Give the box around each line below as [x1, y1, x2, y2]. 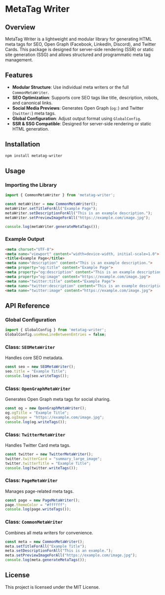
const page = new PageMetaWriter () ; [5, 498, 80, 503]
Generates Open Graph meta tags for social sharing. [5, 397, 111, 402]
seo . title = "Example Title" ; [5, 369, 67, 374]
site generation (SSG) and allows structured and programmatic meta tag [5, 52, 151, 57]
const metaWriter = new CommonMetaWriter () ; [5, 201, 98, 207]
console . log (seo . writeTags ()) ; [5, 373, 69, 378]
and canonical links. [12, 100, 53, 106]
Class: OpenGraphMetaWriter [5, 385, 71, 392]
